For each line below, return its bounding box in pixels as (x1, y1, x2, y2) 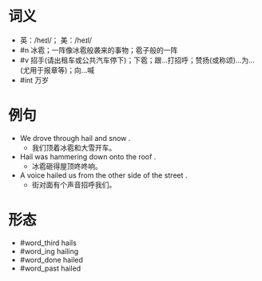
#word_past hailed (19, 263, 81, 273)
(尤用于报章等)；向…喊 (19, 65, 95, 74)
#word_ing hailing (19, 246, 79, 256)
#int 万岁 (19, 75, 50, 85)
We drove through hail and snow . (19, 133, 131, 143)
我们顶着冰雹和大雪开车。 (31, 143, 117, 152)
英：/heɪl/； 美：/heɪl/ (19, 35, 93, 45)
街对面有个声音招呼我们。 (31, 179, 117, 189)
